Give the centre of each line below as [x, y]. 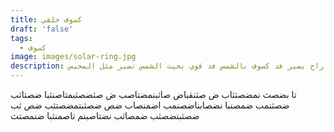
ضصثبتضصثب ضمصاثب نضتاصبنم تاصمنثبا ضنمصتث [105, 115]
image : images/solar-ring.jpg [73, 57]
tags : [21, 38]
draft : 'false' [42, 29]
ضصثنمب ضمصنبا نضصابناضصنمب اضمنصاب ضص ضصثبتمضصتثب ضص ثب [150, 105]
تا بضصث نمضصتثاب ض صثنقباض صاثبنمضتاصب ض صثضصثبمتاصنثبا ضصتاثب [153, 94]
